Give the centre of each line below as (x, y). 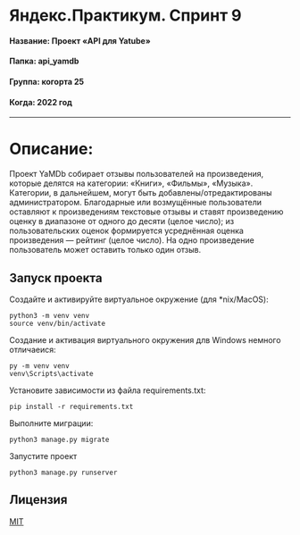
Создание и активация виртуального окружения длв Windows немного (145, 339)
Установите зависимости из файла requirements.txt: (108, 390)
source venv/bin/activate (57, 323)
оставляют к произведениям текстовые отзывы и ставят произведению (146, 212)
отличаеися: (33, 349)
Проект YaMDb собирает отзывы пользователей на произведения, (137, 174)
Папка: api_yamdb (44, 61)
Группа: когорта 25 (47, 81)
